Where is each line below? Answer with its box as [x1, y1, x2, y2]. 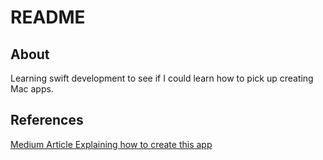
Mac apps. [10, 83, 54, 95]
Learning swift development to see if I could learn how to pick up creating [10, 72, 314, 84]
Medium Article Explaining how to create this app [10, 138, 213, 150]
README [10, 6, 86, 29]
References [10, 112, 84, 129]
